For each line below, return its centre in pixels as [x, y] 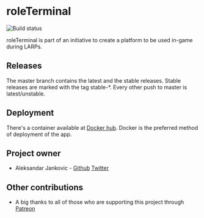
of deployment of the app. [39, 134]
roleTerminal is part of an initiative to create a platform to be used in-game [100, 40]
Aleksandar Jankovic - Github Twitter [62, 168]
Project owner [34, 153]
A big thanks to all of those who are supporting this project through [100, 202]
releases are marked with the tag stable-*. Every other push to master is [97, 87]
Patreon [25, 209]
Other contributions [45, 187]
